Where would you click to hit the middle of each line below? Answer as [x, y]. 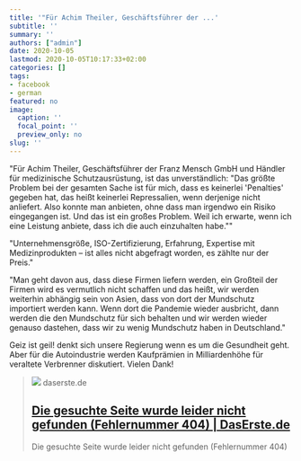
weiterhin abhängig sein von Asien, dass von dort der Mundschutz [132, 298]
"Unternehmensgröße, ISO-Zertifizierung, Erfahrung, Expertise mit [132, 243]
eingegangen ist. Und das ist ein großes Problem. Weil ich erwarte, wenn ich [150, 216]
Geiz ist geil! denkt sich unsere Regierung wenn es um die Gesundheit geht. [150, 345]
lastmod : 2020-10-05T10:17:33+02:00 [78, 59]
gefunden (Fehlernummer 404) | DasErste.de [160, 425]
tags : [19, 76]
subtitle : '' [34, 26]
